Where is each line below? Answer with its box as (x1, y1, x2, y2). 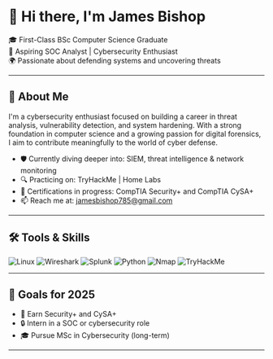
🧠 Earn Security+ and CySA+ (19, 309, 117, 319)
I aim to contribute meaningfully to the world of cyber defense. (8, 138, 218, 147)
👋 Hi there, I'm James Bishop (8, 7, 206, 26)
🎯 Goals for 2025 (8, 287, 96, 301)
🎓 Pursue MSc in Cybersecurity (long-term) (19, 331, 171, 340)
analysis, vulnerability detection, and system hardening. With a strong (8, 120, 242, 129)
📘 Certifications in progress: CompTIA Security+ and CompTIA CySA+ (19, 186, 254, 196)
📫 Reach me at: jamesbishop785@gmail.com (19, 195, 173, 205)
